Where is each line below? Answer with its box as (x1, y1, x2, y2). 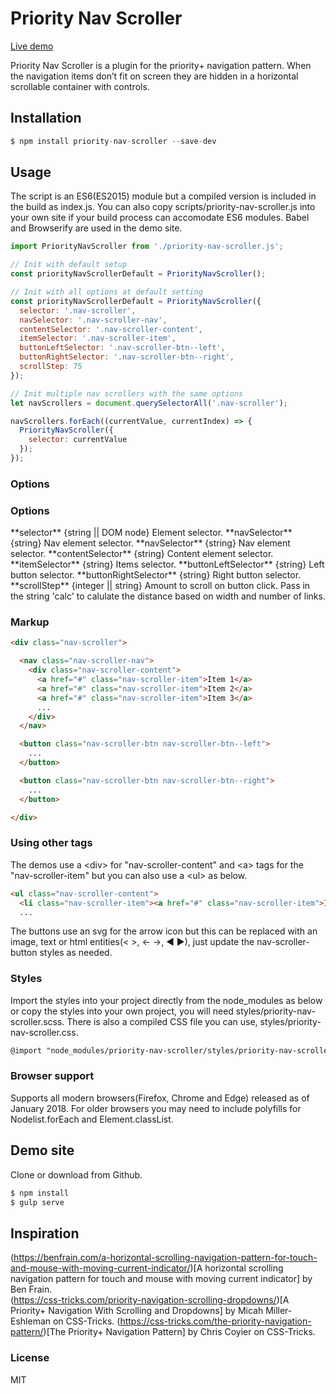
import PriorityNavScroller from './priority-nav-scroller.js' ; (10, 242, 284, 252)
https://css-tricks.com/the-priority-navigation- (119, 1315, 312, 1327)
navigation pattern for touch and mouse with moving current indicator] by (10, 1273, 313, 1285)
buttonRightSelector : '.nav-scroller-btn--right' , (19, 352, 235, 362)
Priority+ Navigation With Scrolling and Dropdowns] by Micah (10, 1305, 264, 1317)
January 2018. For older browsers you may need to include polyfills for (10, 1102, 302, 1114)
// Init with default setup (10, 260, 128, 270)
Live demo (10, 40, 54, 52)
